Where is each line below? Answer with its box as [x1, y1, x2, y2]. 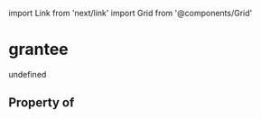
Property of [8, 95, 75, 111]
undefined [8, 69, 47, 79]
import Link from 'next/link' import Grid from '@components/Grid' [8, 8, 253, 18]
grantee [8, 40, 69, 59]
